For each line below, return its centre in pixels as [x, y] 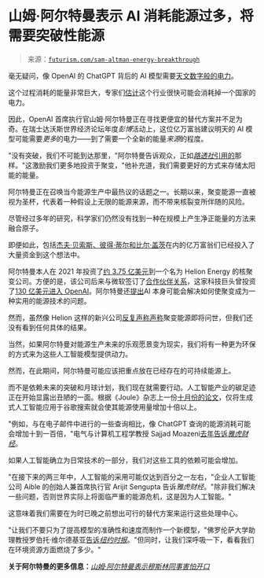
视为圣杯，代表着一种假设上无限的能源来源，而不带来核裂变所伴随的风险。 [128, 201]
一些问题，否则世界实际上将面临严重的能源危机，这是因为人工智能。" [120, 496]
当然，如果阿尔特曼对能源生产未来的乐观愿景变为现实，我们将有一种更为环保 [132, 344]
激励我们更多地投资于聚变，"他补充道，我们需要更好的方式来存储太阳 [144, 165]
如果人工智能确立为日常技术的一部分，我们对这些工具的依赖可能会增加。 [125, 460]
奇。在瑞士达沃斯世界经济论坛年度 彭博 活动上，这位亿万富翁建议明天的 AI [126, 129]
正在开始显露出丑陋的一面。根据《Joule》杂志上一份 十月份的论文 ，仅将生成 [131, 397]
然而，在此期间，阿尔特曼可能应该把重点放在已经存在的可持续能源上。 [122, 370]
